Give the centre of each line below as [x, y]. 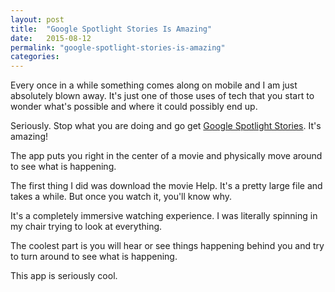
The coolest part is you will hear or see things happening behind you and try [167, 246]
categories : [35, 57]
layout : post [37, 19]
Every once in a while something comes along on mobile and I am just [154, 85]
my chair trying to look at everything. [86, 227]
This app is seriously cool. [64, 276]
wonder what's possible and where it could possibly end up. [134, 107]
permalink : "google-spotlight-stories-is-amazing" [118, 47]
